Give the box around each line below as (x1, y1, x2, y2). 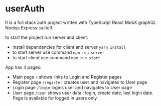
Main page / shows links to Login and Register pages (12, 74, 122, 80)
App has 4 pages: (5, 64, 41, 70)
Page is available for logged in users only (12, 95, 97, 101)
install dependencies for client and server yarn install (12, 44, 126, 50)
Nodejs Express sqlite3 (5, 24, 52, 30)
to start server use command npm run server (12, 49, 105, 55)
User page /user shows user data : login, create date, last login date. (12, 90, 154, 96)
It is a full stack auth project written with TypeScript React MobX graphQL (5, 19, 157, 25)
